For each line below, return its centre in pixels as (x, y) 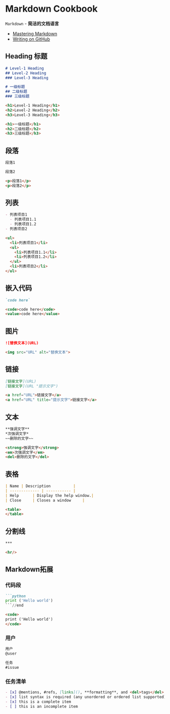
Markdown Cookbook (51, 9)
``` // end (14, 605)
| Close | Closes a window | (45, 500)
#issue (12, 667)
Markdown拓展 (29, 570)
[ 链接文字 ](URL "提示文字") (32, 386)
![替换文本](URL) (22, 343)
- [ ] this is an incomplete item (42, 706)
